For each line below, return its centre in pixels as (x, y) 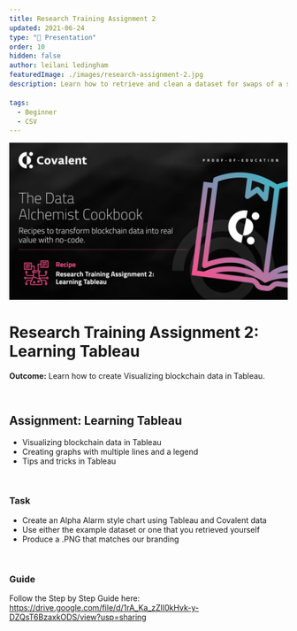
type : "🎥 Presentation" (53, 37)
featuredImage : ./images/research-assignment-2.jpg (106, 75)
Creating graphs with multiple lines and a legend (110, 451)
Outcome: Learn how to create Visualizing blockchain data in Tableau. (137, 375)
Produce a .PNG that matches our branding (100, 539)
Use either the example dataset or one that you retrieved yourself (141, 529)
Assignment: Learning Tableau (96, 421)
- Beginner (37, 112)
